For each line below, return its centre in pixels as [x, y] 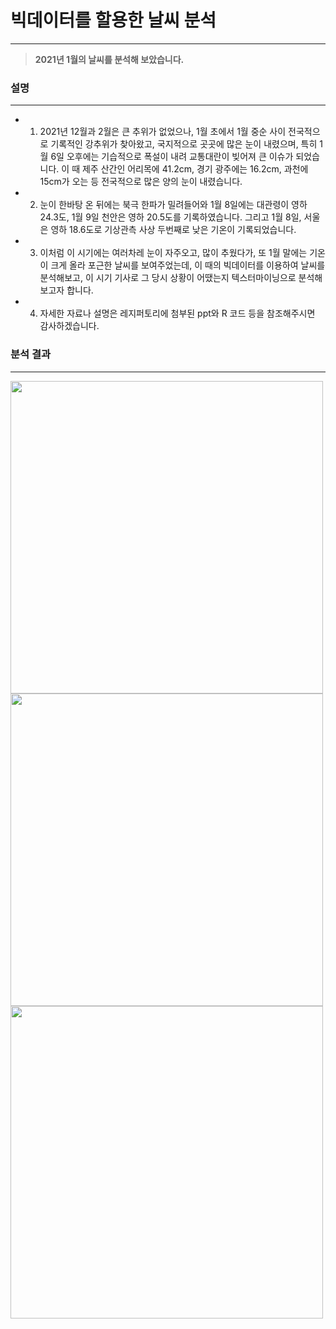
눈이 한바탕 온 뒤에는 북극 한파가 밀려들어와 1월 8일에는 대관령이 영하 [173, 205]
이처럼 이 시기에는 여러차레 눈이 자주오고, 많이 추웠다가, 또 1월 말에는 [173, 253]
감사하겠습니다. [69, 326]
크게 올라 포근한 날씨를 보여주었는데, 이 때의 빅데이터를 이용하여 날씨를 [188, 265]
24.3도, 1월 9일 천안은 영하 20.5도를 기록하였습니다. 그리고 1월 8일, [170, 217]
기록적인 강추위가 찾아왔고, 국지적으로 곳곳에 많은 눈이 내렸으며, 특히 [184, 144]
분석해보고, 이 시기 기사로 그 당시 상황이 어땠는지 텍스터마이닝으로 [168, 278]
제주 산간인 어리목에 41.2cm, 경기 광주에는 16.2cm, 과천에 [195, 169]
